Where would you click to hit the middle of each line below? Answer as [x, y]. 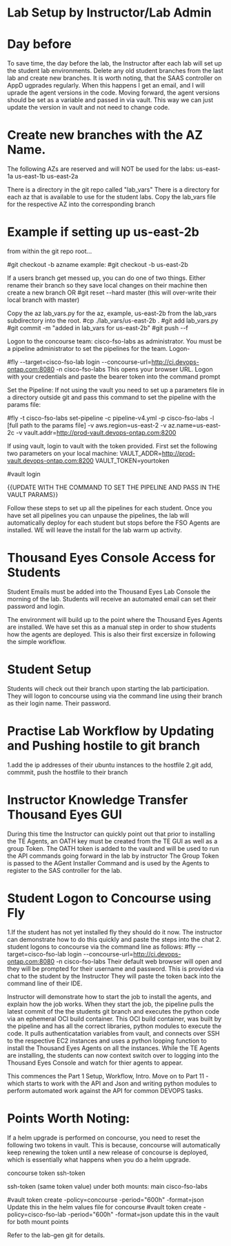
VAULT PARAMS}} [33, 495]
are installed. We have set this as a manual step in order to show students [111, 627]
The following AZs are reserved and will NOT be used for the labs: [101, 169]
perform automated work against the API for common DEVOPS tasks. [105, 1090]
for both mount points [38, 1221]
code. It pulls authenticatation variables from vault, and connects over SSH [113, 1033]
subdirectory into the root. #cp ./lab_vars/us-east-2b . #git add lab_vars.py [113, 321]
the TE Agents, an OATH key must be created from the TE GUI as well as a [112, 841]
